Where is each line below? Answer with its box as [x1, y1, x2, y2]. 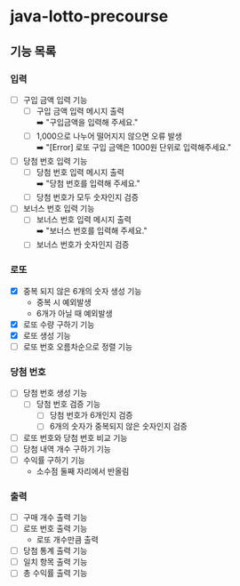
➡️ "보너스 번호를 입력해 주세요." [36, 225, 148, 237]
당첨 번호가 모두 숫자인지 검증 [36, 192, 139, 203]
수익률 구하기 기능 [22, 454, 85, 465]
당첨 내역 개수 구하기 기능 [22, 443, 112, 454]
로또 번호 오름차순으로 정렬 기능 [22, 341, 132, 352]
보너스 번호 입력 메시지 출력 [36, 214, 132, 225]
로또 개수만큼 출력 [36, 534, 99, 545]
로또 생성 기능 [22, 330, 71, 341]
